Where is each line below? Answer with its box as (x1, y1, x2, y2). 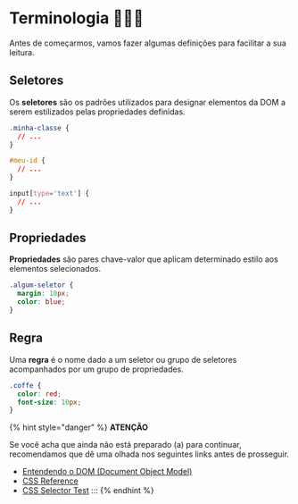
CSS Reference (21, 475, 79, 486)
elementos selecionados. (9, 264, 101, 274)
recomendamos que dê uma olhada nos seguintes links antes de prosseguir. (9, 449, 290, 459)
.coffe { (9, 381, 42, 390)
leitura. (9, 46, 35, 57)
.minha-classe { (9, 123, 70, 132)
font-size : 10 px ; (17, 398, 82, 407)
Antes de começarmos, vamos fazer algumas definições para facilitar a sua (9, 38, 287, 48)
